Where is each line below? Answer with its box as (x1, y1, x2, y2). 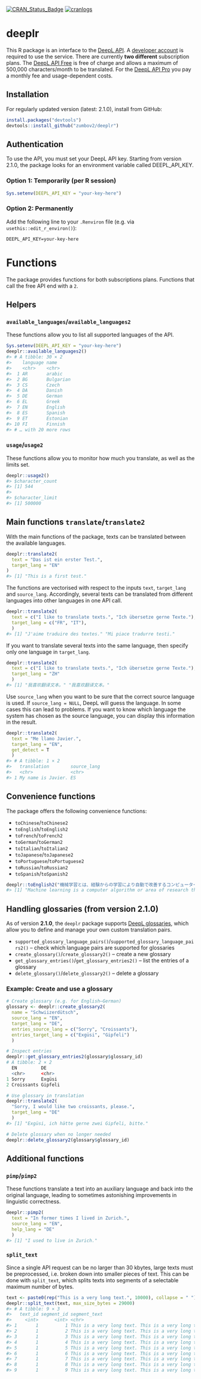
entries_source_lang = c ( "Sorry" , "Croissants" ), (11, 1026, 138, 1032)
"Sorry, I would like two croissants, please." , (11, 1104, 135, 1110)
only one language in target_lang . (6, 648, 91, 655)
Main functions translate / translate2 (6, 517, 145, 527)
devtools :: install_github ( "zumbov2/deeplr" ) (6, 123, 119, 129)
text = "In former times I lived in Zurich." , (11, 1215, 130, 1222)
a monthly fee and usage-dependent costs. (6, 72, 113, 79)
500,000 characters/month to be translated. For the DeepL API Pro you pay (6, 65, 191, 73)
